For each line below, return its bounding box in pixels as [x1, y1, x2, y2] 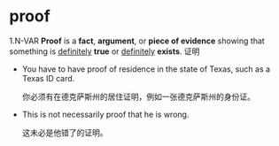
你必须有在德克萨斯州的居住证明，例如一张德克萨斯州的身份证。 [21, 91, 255, 102]
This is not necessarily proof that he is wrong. [21, 109, 190, 119]
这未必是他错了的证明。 [21, 127, 108, 138]
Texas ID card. [21, 73, 75, 83]
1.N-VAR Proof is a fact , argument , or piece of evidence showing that [9, 35, 266, 46]
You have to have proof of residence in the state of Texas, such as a [21, 64, 271, 74]
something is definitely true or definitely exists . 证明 [9, 46, 200, 57]
